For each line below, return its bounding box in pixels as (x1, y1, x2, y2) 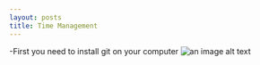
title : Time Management (9, 21, 99, 30)
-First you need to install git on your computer (9, 45, 179, 56)
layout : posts (9, 12, 63, 22)
